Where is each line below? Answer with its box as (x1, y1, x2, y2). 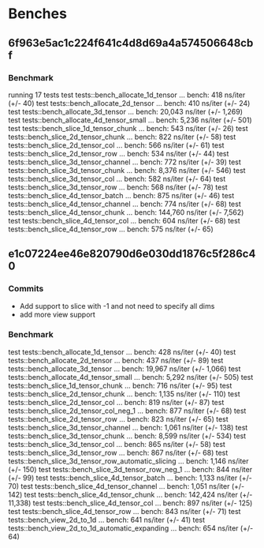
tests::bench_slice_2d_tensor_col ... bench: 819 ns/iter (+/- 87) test (8, 397, 225, 407)
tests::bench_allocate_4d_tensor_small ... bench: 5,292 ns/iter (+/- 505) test (8, 372, 254, 381)
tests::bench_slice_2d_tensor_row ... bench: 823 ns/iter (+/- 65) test (8, 414, 229, 423)
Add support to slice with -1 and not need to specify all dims (19, 301, 215, 310)
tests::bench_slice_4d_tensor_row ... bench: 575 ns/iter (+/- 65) (8, 224, 214, 234)
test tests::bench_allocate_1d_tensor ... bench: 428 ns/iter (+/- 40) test (8, 347, 236, 356)
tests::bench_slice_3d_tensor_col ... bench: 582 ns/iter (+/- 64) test (8, 174, 226, 183)
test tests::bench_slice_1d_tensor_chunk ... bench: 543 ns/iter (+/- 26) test (8, 123, 248, 133)
